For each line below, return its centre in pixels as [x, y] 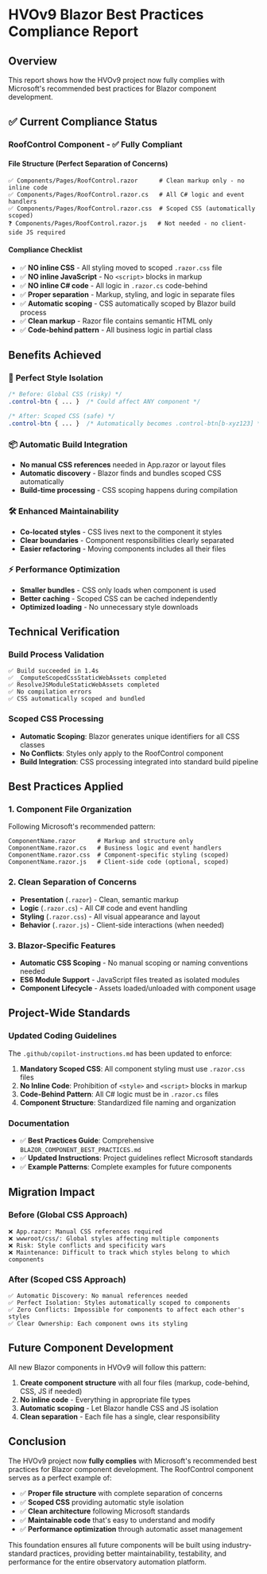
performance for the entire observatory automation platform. [107, 1561]
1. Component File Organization [70, 810]
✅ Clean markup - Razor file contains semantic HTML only [116, 321]
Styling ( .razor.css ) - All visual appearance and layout [110, 916]
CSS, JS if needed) [51, 1391]
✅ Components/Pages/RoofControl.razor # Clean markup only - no [126, 181]
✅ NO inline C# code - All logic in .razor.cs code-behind [114, 285]
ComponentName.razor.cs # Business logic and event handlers [115, 848]
